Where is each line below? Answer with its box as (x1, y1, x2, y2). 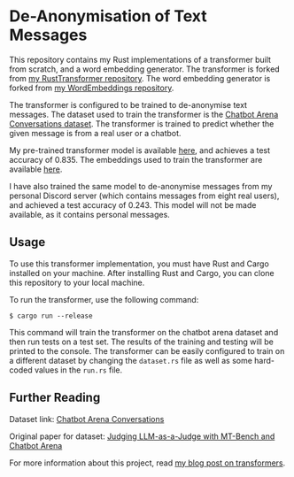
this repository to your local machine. (9, 277, 145, 288)
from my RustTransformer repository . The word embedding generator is (9, 73, 271, 83)
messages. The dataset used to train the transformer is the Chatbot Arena (9, 109, 279, 119)
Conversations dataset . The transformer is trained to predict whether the (9, 118, 275, 129)
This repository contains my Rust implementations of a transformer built (9, 54, 272, 65)
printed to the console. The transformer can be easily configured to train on (9, 345, 285, 356)
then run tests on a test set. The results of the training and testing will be (9, 336, 275, 347)
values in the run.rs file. (34, 365, 123, 375)
